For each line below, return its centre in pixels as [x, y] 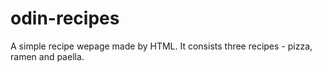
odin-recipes [65, 18]
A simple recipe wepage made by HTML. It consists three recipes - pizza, [161, 46]
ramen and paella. [47, 56]
